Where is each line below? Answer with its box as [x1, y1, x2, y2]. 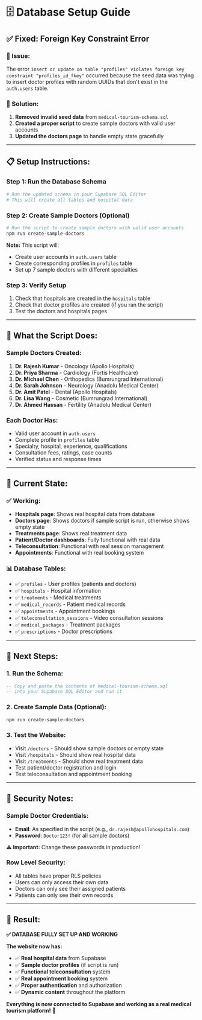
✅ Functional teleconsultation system [14, 967, 111, 975]
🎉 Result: [6, 914, 41, 925]
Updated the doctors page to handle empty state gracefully [14, 133, 164, 140]
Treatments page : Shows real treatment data [14, 529, 127, 537]
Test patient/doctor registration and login [14, 763, 117, 771]
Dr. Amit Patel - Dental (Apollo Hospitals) [14, 388, 117, 395]
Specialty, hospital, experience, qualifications [14, 442, 128, 450]
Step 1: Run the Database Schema [6, 177, 107, 186]
